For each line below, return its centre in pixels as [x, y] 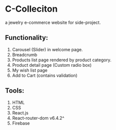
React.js [20, 112]
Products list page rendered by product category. [62, 60]
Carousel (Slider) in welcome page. [47, 49]
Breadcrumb [25, 55]
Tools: [15, 91]
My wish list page [30, 70]
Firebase [21, 123]
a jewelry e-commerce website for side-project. [53, 22]
